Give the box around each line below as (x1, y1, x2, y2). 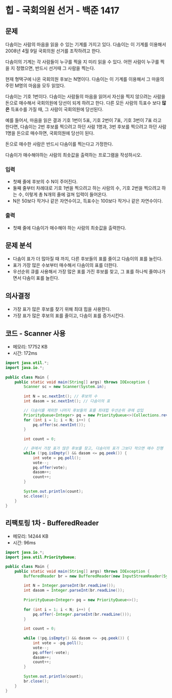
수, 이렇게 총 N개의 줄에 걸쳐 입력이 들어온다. (18, 191, 107, 198)
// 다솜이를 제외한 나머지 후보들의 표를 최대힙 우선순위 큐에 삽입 (24, 408, 144, 413)
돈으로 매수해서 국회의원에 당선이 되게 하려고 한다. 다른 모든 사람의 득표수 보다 (5, 100, 161, 106)
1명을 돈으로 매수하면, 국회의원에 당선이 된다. (5, 130, 95, 136)
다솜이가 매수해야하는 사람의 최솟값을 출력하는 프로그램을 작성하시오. (5, 152, 142, 158)
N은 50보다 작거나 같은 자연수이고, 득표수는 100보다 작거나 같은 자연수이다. (12, 198, 163, 204)
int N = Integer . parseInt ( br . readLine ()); (24, 583, 116, 589)
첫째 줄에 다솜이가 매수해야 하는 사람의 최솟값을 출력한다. (12, 225, 126, 231)
